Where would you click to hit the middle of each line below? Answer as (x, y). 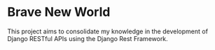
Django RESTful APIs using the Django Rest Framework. (88, 38)
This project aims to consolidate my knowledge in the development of (108, 31)
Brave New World (59, 12)
